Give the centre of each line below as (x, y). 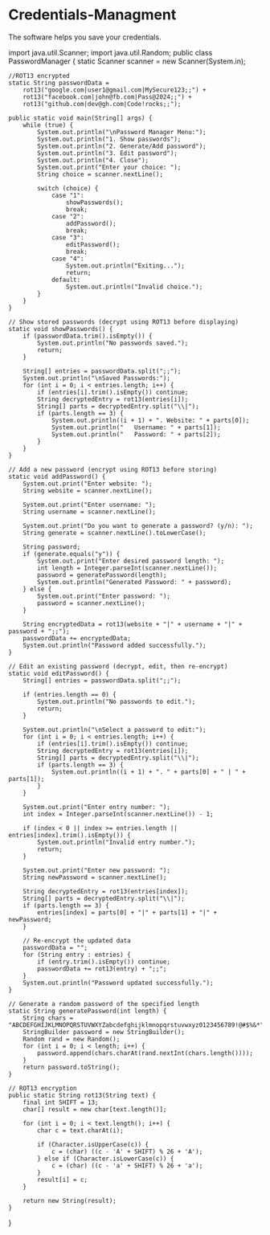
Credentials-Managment (92, 15)
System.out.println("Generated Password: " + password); (134, 582)
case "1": (67, 195)
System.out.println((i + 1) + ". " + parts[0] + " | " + (149, 772)
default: (66, 280)
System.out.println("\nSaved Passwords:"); (97, 378)
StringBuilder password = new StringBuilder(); (104, 1032)
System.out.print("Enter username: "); (90, 505)
